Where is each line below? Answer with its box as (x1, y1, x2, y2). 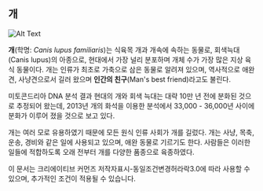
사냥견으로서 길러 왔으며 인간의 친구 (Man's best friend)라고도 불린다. (18, 74, 232, 84)
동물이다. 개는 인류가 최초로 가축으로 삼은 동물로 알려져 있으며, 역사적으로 (16, 64, 241, 74)
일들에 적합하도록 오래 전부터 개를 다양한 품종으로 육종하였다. (8, 147, 195, 156)
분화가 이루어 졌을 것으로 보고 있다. (8, 111, 115, 120)
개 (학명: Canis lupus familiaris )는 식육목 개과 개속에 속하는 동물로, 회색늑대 (8, 45, 240, 54)
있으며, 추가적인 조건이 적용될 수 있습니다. (8, 174, 136, 183)
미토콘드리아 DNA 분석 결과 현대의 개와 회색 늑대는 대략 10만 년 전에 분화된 (8, 91, 237, 101)
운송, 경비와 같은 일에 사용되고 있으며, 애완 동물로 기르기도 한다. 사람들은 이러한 (8, 137, 251, 147)
